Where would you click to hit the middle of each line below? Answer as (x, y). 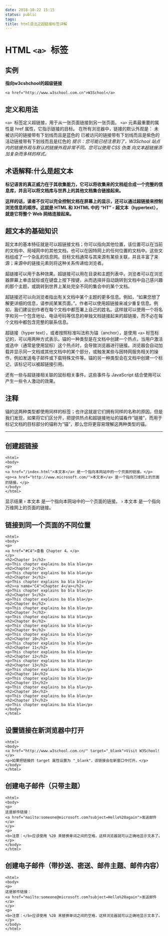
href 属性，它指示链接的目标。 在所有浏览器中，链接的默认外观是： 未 (87, 129)
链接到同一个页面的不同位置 (48, 525)
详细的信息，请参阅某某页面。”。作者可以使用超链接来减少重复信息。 (84, 303)
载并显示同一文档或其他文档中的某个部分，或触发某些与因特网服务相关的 (79, 352)
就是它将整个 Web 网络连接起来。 (39, 213)
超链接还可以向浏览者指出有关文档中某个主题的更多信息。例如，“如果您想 (81, 297)
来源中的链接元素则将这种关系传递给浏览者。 (60, 263)
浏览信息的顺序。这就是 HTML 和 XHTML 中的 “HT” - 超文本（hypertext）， (83, 207)
